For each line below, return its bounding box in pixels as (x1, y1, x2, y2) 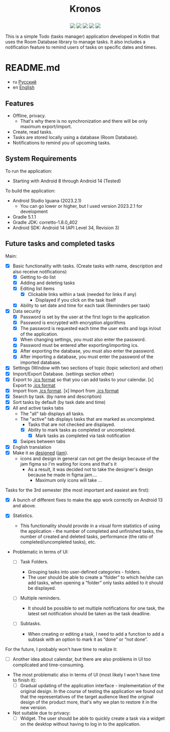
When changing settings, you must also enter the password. (20, 337, 146, 343)
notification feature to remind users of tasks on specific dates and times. (5, 44, 157, 50)
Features (5, 99, 34, 107)
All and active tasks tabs (12, 404, 64, 411)
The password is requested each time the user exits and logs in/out (20, 326, 161, 332)
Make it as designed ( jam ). (12, 450, 69, 456)
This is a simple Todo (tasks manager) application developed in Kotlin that (5, 34, 160, 40)
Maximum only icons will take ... (35, 477, 103, 483)
